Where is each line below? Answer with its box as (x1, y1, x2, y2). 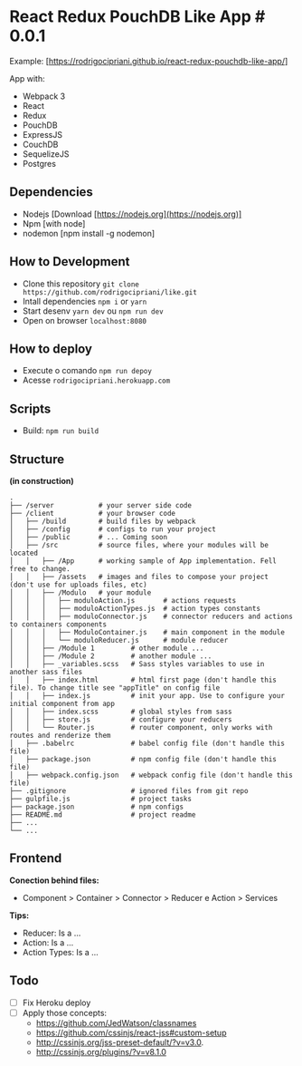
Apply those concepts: (22, 1007, 107, 1018)
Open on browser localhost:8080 (22, 315, 147, 325)
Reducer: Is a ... (22, 927, 81, 938)
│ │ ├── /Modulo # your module (9, 588, 152, 597)
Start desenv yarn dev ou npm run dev (22, 305, 165, 316)
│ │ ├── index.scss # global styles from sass (9, 707, 232, 716)
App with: (9, 73, 45, 83)
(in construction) (9, 476, 74, 486)
